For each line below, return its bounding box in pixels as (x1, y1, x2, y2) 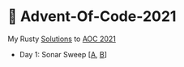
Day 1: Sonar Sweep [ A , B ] (19, 49, 107, 59)
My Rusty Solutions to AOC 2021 (7, 34, 117, 44)
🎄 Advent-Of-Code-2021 (7, 7, 177, 26)
